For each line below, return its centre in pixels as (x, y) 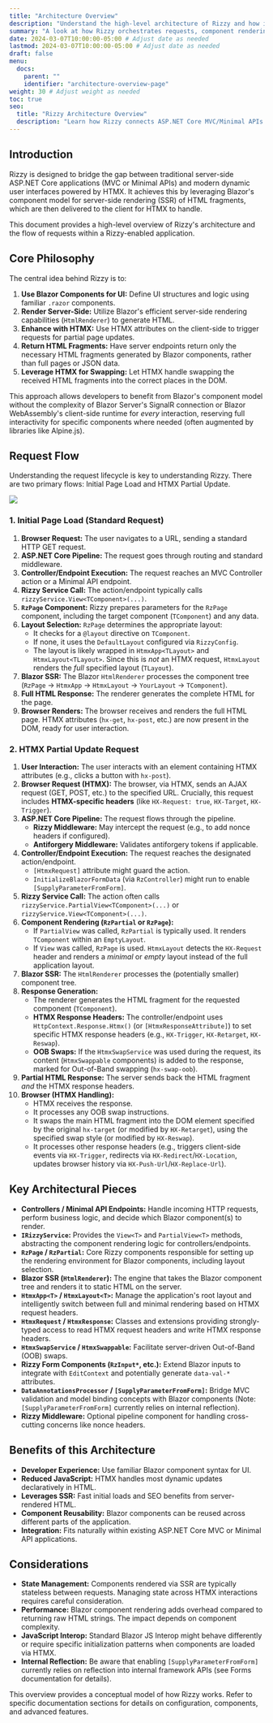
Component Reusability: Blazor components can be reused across (133, 1513)
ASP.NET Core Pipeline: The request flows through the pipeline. (128, 818)
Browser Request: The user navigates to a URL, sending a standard (134, 538)
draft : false (31, 54)
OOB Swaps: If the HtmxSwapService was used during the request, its (147, 1051)
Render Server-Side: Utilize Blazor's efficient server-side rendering (134, 311)
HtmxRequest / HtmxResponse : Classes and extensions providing (124, 1321)
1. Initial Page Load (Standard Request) (87, 521)
